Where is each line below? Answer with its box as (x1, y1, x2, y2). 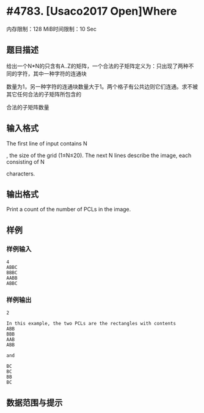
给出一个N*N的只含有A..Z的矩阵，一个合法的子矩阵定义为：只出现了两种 (6, 62, 189, 70)
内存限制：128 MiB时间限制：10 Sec (6, 25, 97, 32)
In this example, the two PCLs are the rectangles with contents (6, 321, 176, 327)
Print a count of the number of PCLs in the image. (6, 206, 131, 213)
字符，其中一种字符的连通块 (16, 70, 87, 77)
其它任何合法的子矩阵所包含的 (6, 90, 81, 98)
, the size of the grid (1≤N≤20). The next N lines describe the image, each (6, 152, 192, 159)
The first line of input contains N (6, 139, 87, 147)
